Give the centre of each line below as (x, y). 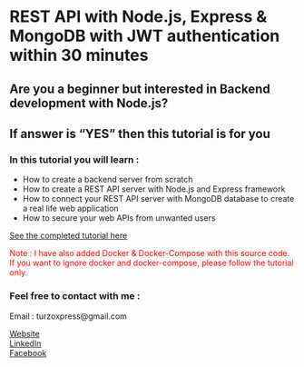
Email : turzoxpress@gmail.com (68, 316)
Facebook (28, 352)
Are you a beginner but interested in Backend (140, 89)
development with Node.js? (89, 103)
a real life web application (71, 208)
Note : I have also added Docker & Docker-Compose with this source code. (150, 253)
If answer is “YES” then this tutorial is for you (140, 134)
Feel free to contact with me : (75, 296)
